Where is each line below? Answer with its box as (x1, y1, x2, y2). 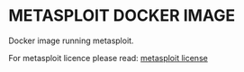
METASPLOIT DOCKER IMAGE (8, 5, 236, 26)
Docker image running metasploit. (8, 35, 134, 46)
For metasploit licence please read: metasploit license (8, 52, 208, 63)
